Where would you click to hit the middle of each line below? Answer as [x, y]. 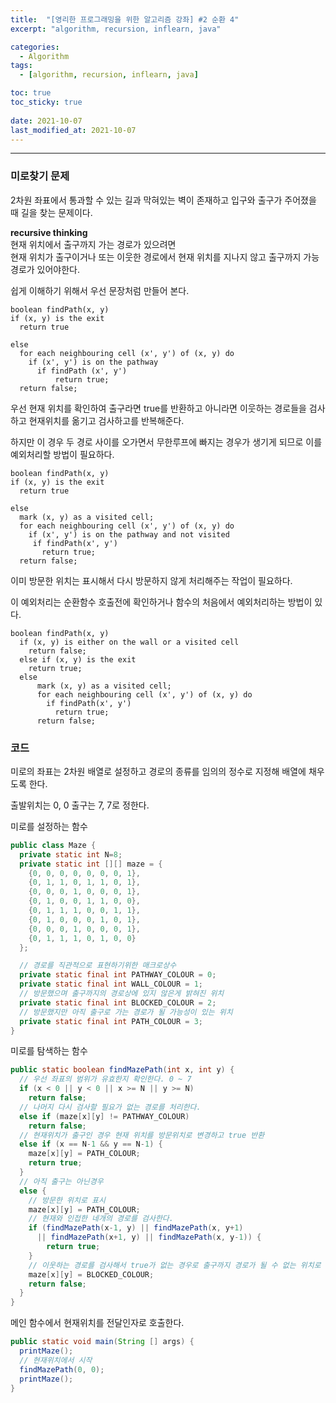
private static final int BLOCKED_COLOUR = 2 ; [118, 1002]
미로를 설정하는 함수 [49, 826]
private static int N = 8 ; [71, 854]
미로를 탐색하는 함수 [49, 1051]
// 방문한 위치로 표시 [67, 1200]
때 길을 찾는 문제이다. [51, 212]
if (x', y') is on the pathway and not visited [129, 534]
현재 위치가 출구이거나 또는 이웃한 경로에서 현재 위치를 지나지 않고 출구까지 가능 [165, 257]
